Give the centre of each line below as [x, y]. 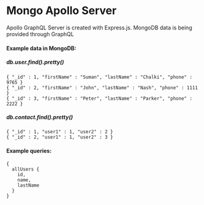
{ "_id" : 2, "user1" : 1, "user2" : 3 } [60, 137]
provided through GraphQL [40, 34]
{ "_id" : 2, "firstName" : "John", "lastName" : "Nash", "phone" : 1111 [102, 88]
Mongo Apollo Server [62, 11]
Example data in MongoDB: [42, 48]
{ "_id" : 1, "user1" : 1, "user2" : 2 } [60, 132]
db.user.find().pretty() [35, 62]
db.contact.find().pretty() [40, 117]
